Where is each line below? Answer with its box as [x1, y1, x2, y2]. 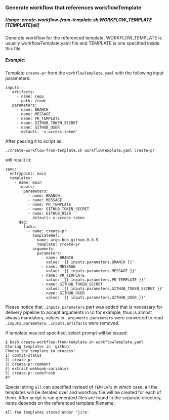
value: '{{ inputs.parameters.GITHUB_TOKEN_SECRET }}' [46, 286, 164, 291]
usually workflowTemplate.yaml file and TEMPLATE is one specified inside [5, 40, 160, 46]
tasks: [23, 224, 37, 229]
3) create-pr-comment [5, 361, 51, 367]
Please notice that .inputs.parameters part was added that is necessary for [5, 304, 163, 310]
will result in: [5, 156, 32, 163]
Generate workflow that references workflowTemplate [5, 4, 142, 11]
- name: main [14, 180, 42, 185]
